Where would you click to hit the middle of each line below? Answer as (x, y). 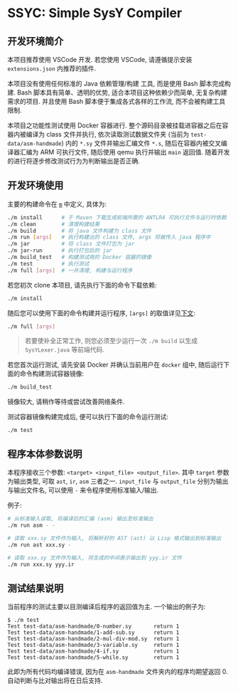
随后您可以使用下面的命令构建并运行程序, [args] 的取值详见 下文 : (101, 313)
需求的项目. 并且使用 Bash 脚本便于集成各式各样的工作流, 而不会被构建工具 (117, 101)
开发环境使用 (36, 185)
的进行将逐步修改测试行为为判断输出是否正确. (74, 161)
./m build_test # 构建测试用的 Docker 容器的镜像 (80, 258)
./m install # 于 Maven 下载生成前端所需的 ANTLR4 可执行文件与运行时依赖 (117, 217)
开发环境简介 (36, 41)
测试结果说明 (36, 588)
